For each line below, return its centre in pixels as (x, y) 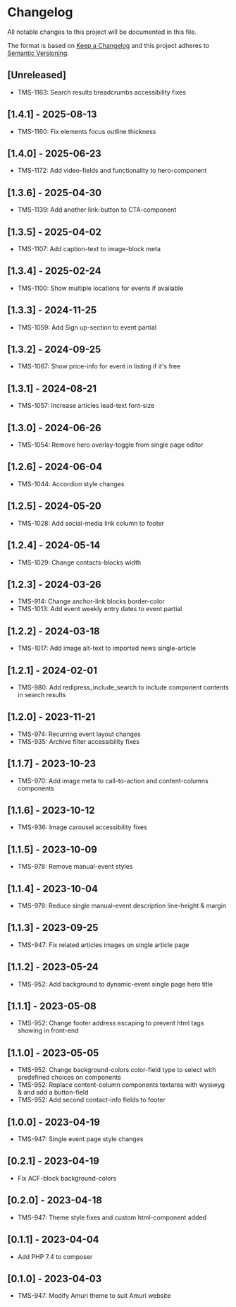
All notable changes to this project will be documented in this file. (102, 32)
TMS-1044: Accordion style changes (71, 483)
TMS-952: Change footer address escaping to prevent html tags (111, 1023)
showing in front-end (48, 1030)
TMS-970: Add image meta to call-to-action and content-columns (113, 781)
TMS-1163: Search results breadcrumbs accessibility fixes (102, 92)
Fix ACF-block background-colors (67, 1178)
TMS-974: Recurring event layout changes (79, 734)
